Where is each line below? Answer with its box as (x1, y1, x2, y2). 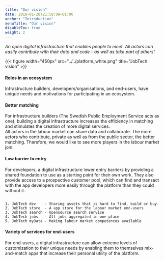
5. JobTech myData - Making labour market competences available (5, 218, 141, 224)
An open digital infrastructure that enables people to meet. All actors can (5, 44, 153, 49)
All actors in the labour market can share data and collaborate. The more (5, 129, 152, 135)
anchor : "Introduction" (5, 16, 54, 21)
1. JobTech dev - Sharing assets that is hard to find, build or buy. (5, 201, 160, 206)
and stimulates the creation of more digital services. (5, 123, 110, 129)
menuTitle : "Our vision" (5, 21, 56, 26)
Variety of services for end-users (5, 229, 75, 235)
